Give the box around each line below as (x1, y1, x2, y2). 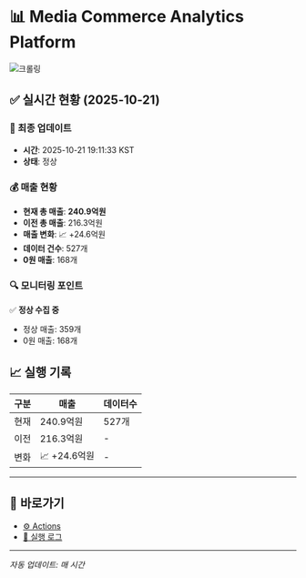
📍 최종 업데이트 (9, 122, 72, 135)
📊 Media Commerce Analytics (9, 6, 244, 27)
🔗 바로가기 (9, 496, 66, 512)
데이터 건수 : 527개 (22, 242, 88, 254)
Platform (9, 32, 76, 53)
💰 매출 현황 (9, 180, 57, 193)
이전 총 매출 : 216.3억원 (22, 217, 103, 228)
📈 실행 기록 (9, 364, 72, 380)
